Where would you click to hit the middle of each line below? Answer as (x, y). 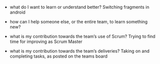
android (17, 12)
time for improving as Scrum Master (46, 42)
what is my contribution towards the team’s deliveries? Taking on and (80, 51)
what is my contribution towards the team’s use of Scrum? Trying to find (82, 36)
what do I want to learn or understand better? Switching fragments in (80, 7)
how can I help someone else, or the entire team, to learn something (79, 22)
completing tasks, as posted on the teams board (59, 56)
